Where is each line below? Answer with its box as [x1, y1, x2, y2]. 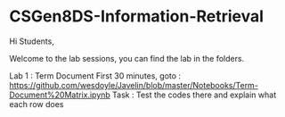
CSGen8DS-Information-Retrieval [9, 6, 265, 27]
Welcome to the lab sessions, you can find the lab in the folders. [9, 53, 245, 63]
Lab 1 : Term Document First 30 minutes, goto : [9, 70, 181, 81]
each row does [9, 98, 64, 109]
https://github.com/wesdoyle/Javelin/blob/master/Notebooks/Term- [9, 79, 258, 90]
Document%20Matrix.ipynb [9, 89, 111, 100]
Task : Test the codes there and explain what [112, 89, 277, 100]
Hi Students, [9, 36, 55, 46]
